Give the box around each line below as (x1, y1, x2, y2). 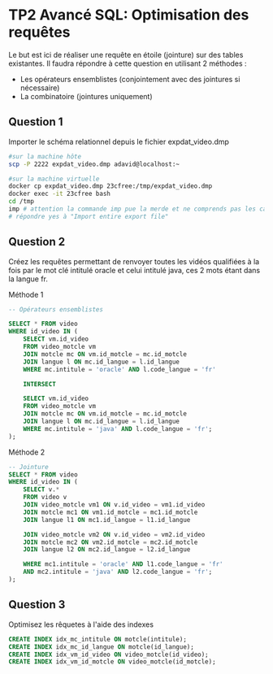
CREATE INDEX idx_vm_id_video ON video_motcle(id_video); (8, 650, 209, 659)
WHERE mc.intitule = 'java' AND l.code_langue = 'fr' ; (23, 424, 213, 433)
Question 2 (8, 235, 66, 249)
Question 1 (8, 115, 63, 129)
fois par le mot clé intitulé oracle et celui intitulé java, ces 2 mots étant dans (8, 265, 261, 275)
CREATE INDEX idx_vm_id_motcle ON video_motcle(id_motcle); (8, 658, 217, 666)
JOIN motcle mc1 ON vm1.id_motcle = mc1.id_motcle (23, 508, 198, 516)
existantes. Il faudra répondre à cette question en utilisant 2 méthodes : (8, 59, 247, 68)
